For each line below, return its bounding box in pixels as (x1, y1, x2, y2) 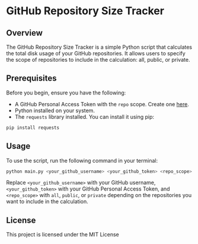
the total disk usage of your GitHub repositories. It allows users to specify (6, 50, 186, 57)
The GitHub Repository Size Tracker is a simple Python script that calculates (6, 43, 193, 50)
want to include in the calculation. (6, 198, 89, 205)
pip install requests (6, 125, 60, 131)
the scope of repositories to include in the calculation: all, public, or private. (6, 56, 190, 63)
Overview (6, 28, 43, 38)
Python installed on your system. (14, 107, 95, 114)
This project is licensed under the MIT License (6, 231, 120, 238)
